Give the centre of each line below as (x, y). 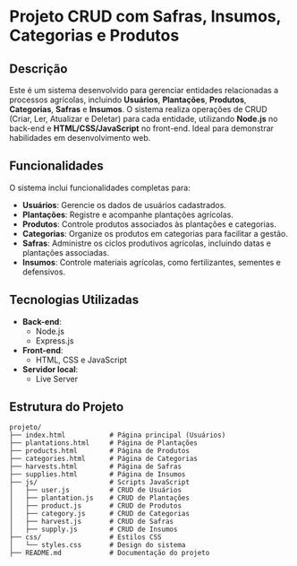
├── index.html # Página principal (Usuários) (118, 435)
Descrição (38, 69)
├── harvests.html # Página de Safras (95, 467)
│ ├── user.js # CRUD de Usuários (95, 491)
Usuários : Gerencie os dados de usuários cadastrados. (124, 205)
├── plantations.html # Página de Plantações (104, 443)
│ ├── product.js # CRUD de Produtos (95, 506)
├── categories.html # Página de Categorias (104, 459)
